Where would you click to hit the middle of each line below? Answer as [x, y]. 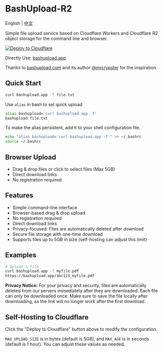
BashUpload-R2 [39, 9]
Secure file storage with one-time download [58, 234]
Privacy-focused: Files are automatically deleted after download [78, 228]
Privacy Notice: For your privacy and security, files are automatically [76, 285]
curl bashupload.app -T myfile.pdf [42, 271]
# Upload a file [22, 266]
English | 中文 [19, 23]
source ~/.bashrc [23, 141]
